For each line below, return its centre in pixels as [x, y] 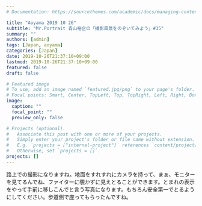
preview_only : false [37, 117]
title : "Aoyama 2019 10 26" [41, 23]
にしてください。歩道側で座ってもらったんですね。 [69, 197]
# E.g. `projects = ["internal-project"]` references [78, 145]
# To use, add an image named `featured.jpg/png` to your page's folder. [101, 90]
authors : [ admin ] [28, 40]
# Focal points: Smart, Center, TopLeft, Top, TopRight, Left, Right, [96, 95]
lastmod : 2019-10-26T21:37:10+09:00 [52, 62]
